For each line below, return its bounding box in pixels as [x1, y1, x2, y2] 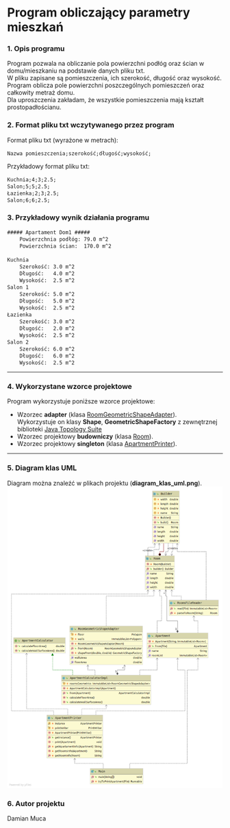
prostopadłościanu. [7, 103, 62, 111]
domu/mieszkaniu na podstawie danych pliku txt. [7, 67, 145, 75]
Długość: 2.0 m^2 [19, 325, 75, 332]
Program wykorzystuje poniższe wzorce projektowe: [7, 397, 155, 405]
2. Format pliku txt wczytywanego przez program [7, 120, 175, 130]
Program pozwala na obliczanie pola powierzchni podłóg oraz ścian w [7, 60, 205, 68]
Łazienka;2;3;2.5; [7, 190, 60, 197]
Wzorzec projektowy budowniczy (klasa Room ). [16, 432, 154, 440]
